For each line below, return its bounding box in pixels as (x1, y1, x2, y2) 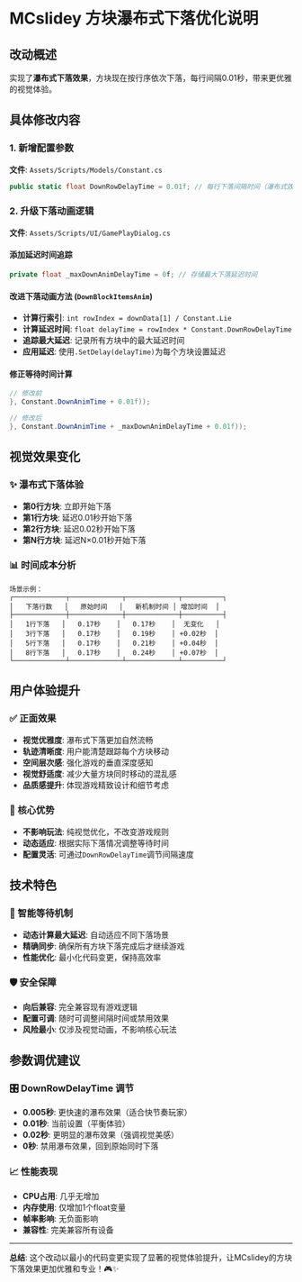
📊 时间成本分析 (9, 559, 76, 572)
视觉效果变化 (9, 450, 81, 465)
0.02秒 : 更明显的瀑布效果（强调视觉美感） (22, 1130, 180, 1141)
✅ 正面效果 (9, 713, 57, 725)
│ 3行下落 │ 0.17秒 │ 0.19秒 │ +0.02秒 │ (9, 629, 219, 638)
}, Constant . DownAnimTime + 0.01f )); (9, 397, 151, 406)
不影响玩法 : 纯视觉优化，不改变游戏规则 (22, 826, 169, 837)
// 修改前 (9, 389, 42, 398)
